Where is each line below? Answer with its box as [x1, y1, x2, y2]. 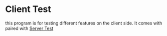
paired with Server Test [5, 25, 54, 31]
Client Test [5, 3, 52, 15]
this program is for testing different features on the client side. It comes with [5, 20, 162, 26]
